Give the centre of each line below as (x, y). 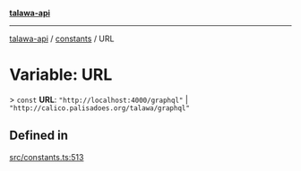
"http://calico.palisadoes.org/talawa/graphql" (100, 108)
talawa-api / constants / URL (62, 38)
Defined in (39, 136)
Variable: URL (61, 75)
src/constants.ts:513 (47, 157)
